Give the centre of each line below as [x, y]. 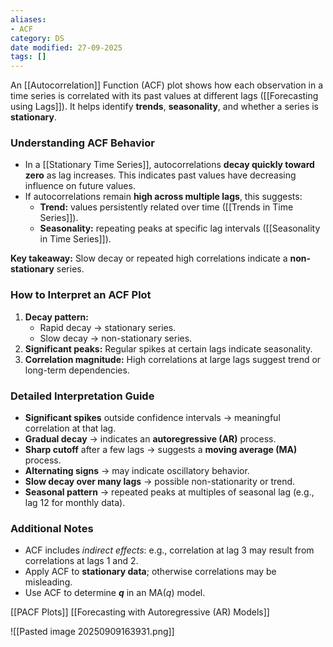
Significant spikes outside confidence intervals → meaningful [152, 418]
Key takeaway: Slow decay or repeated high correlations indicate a [149, 258]
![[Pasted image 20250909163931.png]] [92, 632]
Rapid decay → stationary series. [108, 327]
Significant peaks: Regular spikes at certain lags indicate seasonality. [168, 348]
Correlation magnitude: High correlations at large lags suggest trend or [173, 359]
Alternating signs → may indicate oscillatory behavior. [137, 471]
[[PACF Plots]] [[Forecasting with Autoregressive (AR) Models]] [140, 612]
